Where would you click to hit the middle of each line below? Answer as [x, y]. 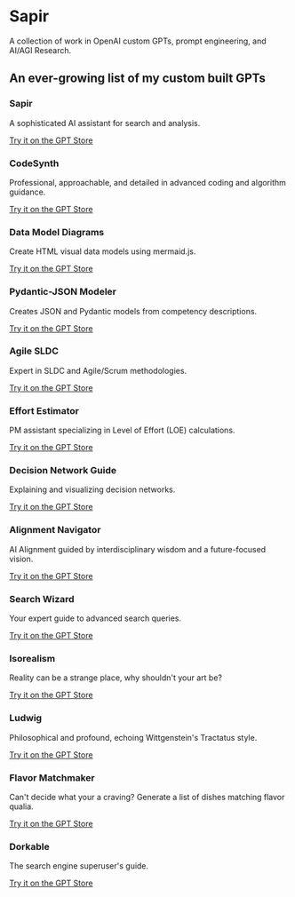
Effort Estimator [44, 410]
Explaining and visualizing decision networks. [92, 489]
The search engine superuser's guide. [79, 866]
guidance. [28, 192]
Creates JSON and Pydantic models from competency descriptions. [133, 311]
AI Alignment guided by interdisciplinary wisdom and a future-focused [138, 549]
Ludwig [26, 718]
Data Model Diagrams [57, 232]
